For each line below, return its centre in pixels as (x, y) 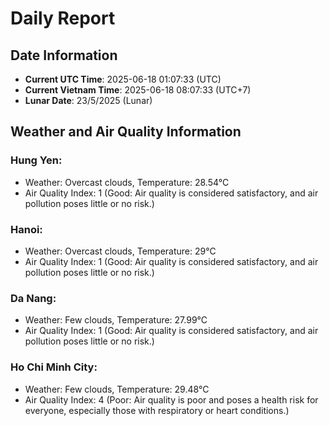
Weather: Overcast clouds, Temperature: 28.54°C (127, 182)
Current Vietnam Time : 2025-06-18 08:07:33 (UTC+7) (138, 90)
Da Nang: (33, 298)
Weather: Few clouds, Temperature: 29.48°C (117, 389)
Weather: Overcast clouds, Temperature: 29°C (120, 251)
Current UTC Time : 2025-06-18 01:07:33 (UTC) (123, 79)
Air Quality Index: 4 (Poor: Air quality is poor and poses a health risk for (171, 399)
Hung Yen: (36, 160)
